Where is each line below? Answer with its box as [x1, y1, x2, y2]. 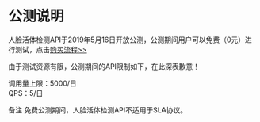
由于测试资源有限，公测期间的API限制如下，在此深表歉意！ [8, 61, 201, 71]
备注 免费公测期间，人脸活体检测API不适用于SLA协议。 [8, 105, 188, 115]
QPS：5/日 [8, 88, 44, 97]
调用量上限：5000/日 [8, 78, 77, 88]
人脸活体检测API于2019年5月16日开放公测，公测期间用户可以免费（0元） [8, 35, 246, 44]
